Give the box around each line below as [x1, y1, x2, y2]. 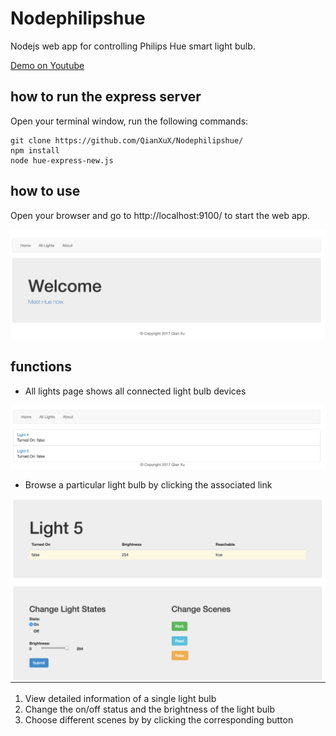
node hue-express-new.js [10, 155, 114, 166]
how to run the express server [10, 88, 202, 106]
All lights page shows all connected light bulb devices [24, 385, 247, 397]
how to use [10, 183, 81, 200]
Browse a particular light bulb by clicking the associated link [24, 479, 273, 491]
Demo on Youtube [10, 59, 85, 71]
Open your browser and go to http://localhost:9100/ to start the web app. [10, 209, 310, 221]
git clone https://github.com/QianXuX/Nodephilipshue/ [10, 135, 244, 146]
